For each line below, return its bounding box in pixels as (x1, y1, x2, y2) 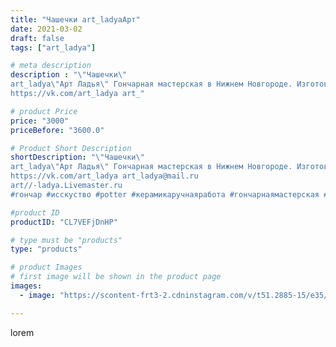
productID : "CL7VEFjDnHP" (10, 217, 118, 227)
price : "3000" (10, 116, 70, 126)
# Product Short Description (10, 143, 132, 153)
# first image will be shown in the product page (10, 272, 222, 282)
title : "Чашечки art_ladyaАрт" (10, 14, 141, 25)
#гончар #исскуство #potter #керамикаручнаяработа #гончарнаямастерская (10, 189, 320, 200)
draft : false (10, 33, 65, 43)
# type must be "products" (10, 235, 123, 245)
